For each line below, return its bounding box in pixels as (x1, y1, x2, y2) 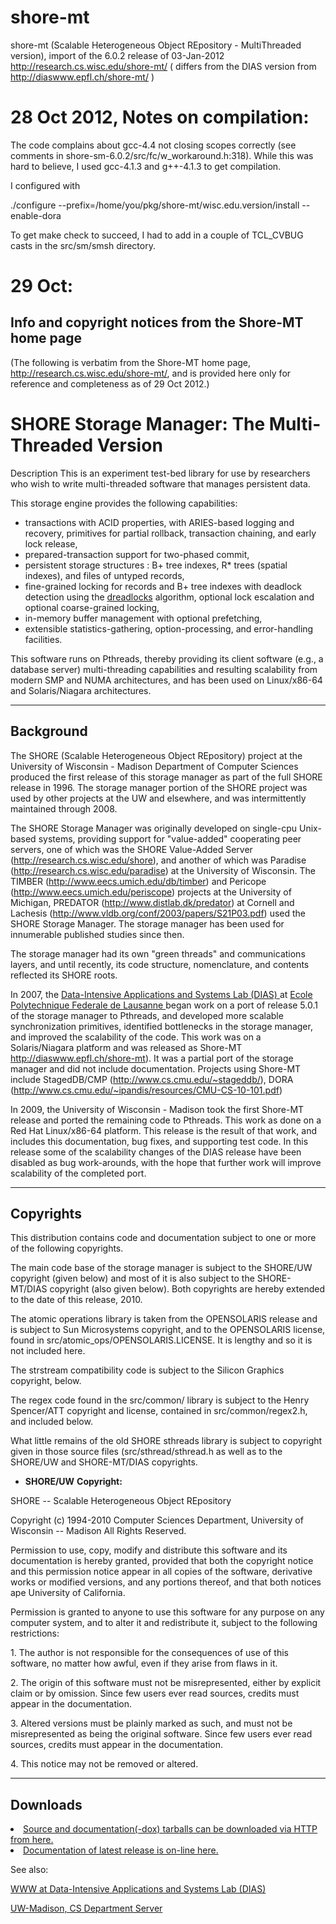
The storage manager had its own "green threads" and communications (10, 947, 306, 960)
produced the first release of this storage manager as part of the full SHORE (10, 771, 323, 783)
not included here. (10, 1345, 86, 1357)
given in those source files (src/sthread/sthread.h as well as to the (10, 1446, 283, 1458)
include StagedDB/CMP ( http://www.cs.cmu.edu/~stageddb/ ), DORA (10, 1073, 294, 1085)
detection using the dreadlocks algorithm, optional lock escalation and (24, 591, 315, 603)
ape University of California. (10, 1587, 126, 1599)
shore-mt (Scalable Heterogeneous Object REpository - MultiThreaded (10, 39, 302, 51)
